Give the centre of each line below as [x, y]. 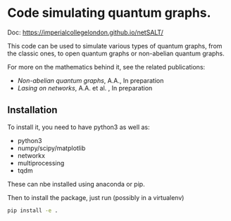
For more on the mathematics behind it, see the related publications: [106, 67]
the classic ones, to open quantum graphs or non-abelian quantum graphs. [116, 53]
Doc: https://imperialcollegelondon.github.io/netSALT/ [85, 32]
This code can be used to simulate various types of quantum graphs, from [115, 46]
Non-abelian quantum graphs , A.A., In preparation [90, 80]
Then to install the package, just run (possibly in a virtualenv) [96, 197]
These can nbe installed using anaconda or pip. [76, 184]
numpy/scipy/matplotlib [51, 148]
